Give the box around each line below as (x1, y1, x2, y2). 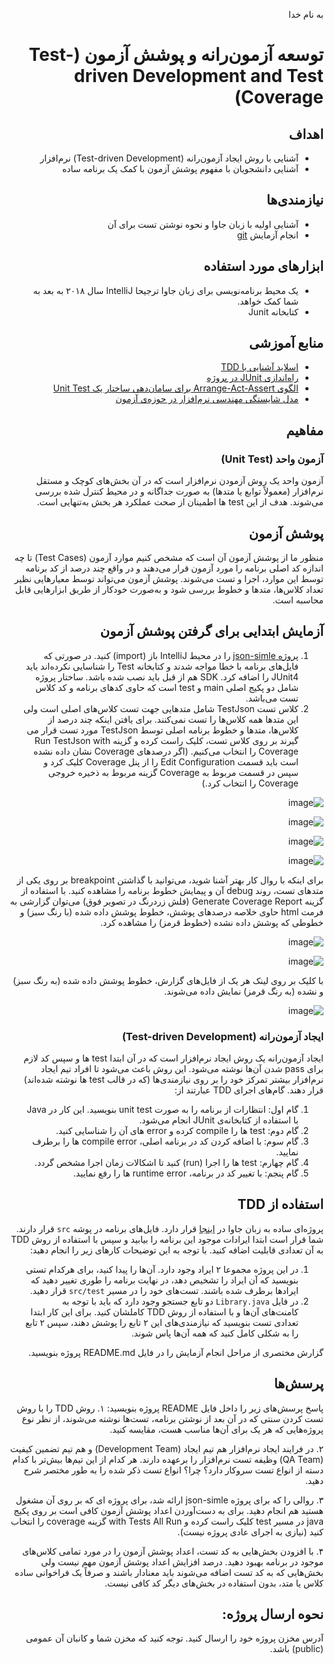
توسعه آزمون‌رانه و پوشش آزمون (84, 44, 324, 66)
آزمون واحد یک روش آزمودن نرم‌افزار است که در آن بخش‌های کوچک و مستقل (36, 475, 324, 487)
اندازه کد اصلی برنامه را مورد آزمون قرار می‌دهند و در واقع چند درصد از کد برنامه (25, 562, 324, 574)
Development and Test (132, 65, 324, 88)
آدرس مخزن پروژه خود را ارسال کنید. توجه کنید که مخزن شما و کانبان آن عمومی (25, 1632, 324, 1644)
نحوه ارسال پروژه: (221, 1606, 324, 1623)
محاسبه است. (272, 594, 324, 606)
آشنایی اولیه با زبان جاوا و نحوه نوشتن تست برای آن (107, 218, 299, 230)
